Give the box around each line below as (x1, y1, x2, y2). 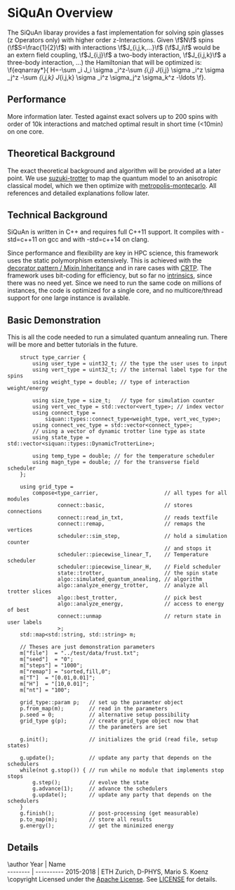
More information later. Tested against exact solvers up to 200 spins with (7, 112, 218, 120)
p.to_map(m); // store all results (20, 816, 152, 823)
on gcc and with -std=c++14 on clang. (38, 235, 149, 244)
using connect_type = (32, 410, 96, 417)
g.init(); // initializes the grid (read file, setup (20, 736, 218, 744)
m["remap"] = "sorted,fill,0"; (20, 668, 112, 675)
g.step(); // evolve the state (32, 779, 149, 786)
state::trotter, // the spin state (57, 570, 218, 577)
